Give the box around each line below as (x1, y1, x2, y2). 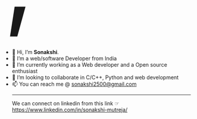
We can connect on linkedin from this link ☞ (11, 100, 120, 107)
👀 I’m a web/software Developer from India (11, 55, 117, 62)
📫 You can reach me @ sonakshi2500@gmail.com (11, 80, 137, 87)
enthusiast (11, 68, 37, 74)
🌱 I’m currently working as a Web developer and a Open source (11, 61, 168, 68)
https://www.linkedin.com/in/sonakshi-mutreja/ (11, 107, 128, 113)
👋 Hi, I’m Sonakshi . (11, 49, 60, 55)
